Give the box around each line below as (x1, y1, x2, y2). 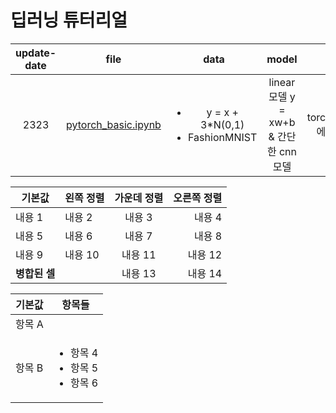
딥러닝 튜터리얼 (10, 9, 128, 32)
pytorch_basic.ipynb (66, 117, 162, 131)
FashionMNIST (188, 130, 258, 144)
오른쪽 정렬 (173, 191, 223, 205)
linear (268, 75, 296, 89)
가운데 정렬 (114, 191, 164, 205)
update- (15, 46, 57, 60)
